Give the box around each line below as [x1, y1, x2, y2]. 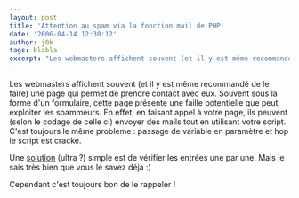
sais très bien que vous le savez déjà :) [9, 162, 151, 172]
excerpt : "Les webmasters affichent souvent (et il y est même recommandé [9, 54, 293, 63]
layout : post [9, 12, 58, 22]
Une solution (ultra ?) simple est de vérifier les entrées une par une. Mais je [9, 153, 285, 162]
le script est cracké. [9, 135, 82, 146]
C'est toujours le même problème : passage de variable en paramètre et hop [9, 126, 289, 136]
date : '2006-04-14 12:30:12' [9, 29, 117, 38]
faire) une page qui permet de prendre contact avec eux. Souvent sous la [9, 88, 278, 99]
